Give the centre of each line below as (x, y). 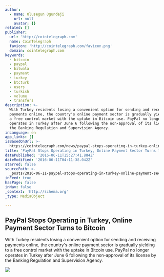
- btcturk (19, 82)
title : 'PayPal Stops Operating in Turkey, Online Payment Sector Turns (81, 151)
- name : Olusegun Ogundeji (37, 14)
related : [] (17, 28)
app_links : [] (20, 137)
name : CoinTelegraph (30, 42)
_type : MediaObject (25, 196)
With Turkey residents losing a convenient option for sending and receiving (81, 240)
